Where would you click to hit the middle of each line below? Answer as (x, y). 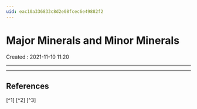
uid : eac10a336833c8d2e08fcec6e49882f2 (55, 11)
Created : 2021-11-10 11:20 (38, 57)
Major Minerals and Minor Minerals (93, 40)
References (28, 86)
